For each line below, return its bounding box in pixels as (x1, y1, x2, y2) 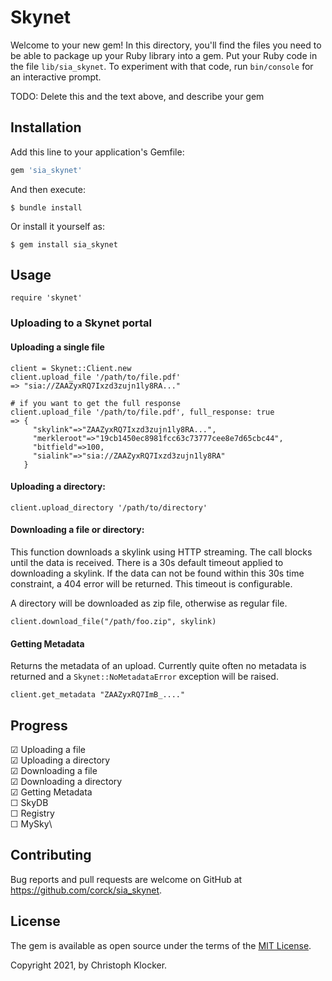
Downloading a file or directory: (10, 524, 145, 536)
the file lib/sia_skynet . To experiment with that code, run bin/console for (10, 60, 314, 72)
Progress (10, 717, 68, 734)
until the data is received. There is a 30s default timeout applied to (10, 556, 284, 568)
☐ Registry (10, 807, 55, 819)
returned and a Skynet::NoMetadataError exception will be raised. (10, 671, 279, 683)
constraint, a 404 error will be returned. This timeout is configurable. (10, 577, 293, 590)
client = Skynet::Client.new (10, 363, 132, 373)
